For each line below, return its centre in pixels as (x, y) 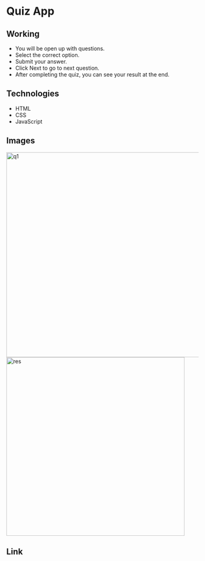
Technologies (33, 94)
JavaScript (29, 121)
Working (23, 34)
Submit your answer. (41, 61)
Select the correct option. (47, 55)
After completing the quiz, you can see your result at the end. (92, 74)
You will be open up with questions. (60, 48)
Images (21, 141)
